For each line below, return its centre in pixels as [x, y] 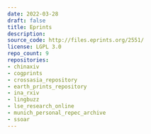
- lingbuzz [23, 100]
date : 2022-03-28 [33, 14]
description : [27, 34]
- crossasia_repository [43, 80]
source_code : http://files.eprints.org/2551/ [75, 40]
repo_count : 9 [28, 54]
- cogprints [25, 73]
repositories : [28, 60]
